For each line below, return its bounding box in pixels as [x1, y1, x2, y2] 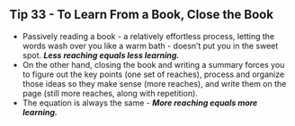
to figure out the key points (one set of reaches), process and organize [22, 69, 285, 80]
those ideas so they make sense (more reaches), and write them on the [22, 78, 287, 88]
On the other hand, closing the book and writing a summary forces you [22, 59, 285, 70]
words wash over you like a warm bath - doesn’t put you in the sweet [22, 40, 279, 51]
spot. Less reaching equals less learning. [22, 49, 180, 61]
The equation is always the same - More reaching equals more [22, 97, 258, 108]
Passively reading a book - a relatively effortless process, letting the [22, 30, 275, 41]
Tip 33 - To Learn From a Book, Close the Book [9, 7, 274, 22]
